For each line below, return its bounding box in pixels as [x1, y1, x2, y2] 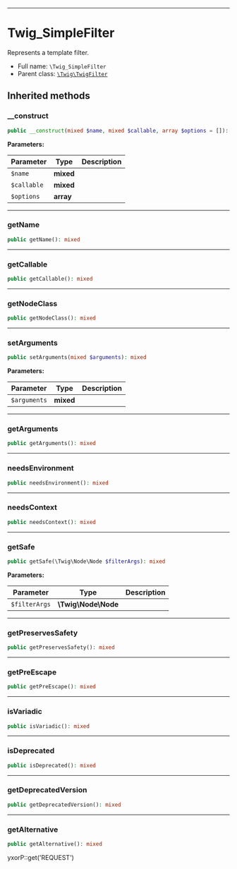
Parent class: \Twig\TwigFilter [17, 69, 108, 78]
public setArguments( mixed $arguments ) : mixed [7, 354, 147, 361]
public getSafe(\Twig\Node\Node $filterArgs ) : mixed [7, 558, 166, 565]
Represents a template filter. [7, 48, 90, 56]
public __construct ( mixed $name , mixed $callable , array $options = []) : [7, 127, 229, 134]
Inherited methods [7, 90, 90, 102]
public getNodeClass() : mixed [7, 315, 97, 322]
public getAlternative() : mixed [7, 841, 102, 848]
